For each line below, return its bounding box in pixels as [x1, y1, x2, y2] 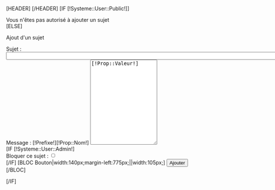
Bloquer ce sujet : [6, 152, 49, 159]
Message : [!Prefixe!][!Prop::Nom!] [6, 139, 89, 146]
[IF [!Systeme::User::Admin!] [6, 145, 75, 152]
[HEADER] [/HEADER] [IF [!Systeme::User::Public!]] [6, 5, 130, 12]
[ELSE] [6, 23, 22, 29]
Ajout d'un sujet [6, 34, 45, 41]
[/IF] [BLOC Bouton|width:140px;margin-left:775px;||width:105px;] [6, 159, 166, 166]
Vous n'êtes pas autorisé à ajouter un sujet [6, 16, 110, 23]
